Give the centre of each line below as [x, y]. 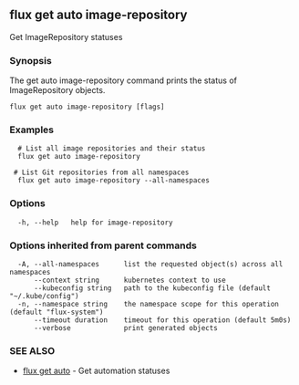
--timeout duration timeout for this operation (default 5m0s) [162, 320]
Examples [32, 130]
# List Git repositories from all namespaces [101, 172]
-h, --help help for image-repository [95, 223]
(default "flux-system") [57, 312]
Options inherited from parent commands [103, 245]
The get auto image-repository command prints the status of [123, 80]
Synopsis [31, 60]
